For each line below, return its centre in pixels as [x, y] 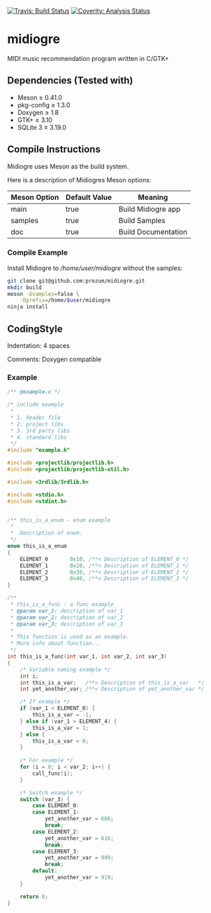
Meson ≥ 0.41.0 [40, 97]
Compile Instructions [54, 150]
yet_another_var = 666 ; [79, 819]
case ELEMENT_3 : [56, 851]
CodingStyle [35, 329]
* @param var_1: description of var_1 [67, 611]
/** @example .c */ [34, 392]
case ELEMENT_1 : [56, 812]
